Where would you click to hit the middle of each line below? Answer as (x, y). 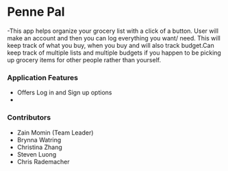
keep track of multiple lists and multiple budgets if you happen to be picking (114, 53)
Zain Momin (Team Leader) (55, 132)
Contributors (29, 118)
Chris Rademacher (43, 161)
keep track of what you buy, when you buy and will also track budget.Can (111, 45)
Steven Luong (37, 154)
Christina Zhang (40, 147)
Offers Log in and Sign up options (64, 92)
